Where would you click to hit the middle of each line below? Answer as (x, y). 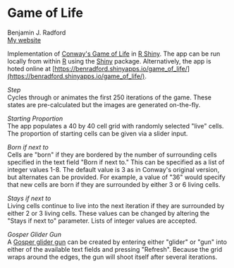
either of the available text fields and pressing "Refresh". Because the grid (115, 249)
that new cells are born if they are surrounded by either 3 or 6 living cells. (114, 184)
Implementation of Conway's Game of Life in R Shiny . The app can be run (114, 54)
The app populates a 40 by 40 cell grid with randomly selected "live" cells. (116, 126)
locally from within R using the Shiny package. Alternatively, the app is (109, 61)
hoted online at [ (31, 68)
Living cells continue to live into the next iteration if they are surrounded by (116, 205)
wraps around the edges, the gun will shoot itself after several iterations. (112, 257)
